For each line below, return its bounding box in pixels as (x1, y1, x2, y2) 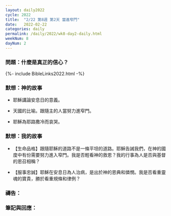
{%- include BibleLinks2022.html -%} (5, 71, 85, 77)
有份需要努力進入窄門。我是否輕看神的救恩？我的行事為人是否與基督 (22, 152, 166, 158)
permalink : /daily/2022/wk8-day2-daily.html (5, 31, 102, 36)
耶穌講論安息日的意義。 (12, 97, 63, 103)
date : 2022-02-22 (5, 21, 47, 27)
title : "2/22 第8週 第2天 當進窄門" (5, 17, 80, 22)
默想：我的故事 (5, 133, 43, 140)
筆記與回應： (5, 204, 37, 211)
